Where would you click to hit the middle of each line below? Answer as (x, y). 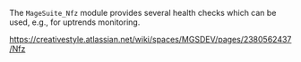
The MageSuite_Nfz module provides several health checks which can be (143, 13)
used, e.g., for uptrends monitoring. (75, 22)
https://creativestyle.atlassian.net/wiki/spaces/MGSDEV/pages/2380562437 (150, 39)
